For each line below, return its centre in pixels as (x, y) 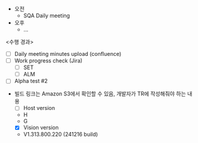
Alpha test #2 (31, 81)
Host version (39, 108)
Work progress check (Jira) (48, 61)
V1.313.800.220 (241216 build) (60, 135)
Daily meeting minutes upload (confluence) (68, 54)
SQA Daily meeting (47, 16)
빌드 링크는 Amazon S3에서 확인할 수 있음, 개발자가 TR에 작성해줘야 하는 (100, 94)
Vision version (41, 127)
